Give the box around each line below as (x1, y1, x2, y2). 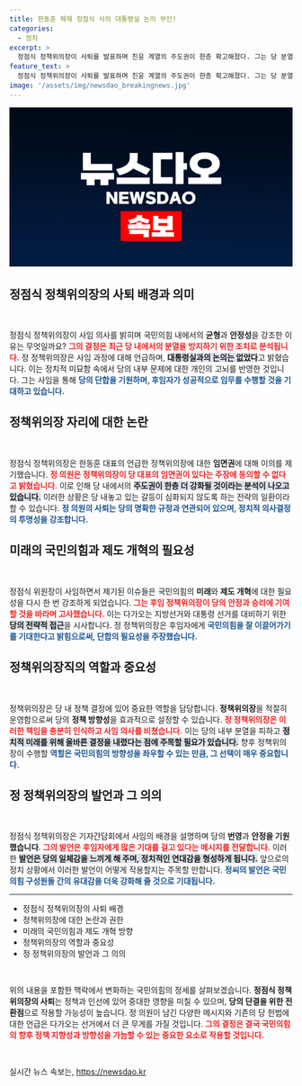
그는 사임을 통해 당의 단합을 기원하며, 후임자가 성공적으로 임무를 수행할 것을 (21, 374, 283, 386)
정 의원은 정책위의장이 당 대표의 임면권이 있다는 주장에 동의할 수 (49, 469, 270, 480)
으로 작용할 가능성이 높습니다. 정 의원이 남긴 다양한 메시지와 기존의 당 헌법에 (23, 1008, 290, 1019)
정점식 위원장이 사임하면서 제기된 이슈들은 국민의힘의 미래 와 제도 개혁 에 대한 (9, 586, 276, 597)
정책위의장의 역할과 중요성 (22, 937, 115, 948)
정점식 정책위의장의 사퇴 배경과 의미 (9, 286, 195, 301)
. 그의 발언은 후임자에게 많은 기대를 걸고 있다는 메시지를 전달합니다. (38, 842, 271, 853)
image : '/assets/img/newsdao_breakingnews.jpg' (9, 81, 191, 90)
